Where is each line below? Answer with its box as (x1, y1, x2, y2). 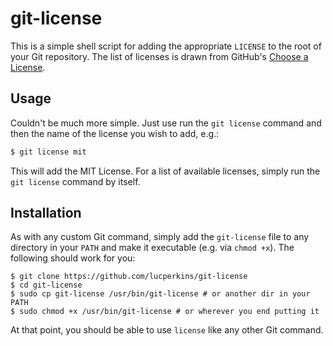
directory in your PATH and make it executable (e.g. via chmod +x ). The (10, 242, 295, 254)
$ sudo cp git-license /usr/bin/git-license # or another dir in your (10, 289, 311, 299)
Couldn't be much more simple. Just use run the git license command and (10, 117, 322, 129)
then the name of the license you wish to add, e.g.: (10, 127, 220, 139)
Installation (10, 205, 82, 222)
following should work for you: (10, 252, 136, 264)
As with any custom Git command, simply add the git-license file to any (10, 231, 310, 243)
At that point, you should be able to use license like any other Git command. (10, 324, 324, 336)
